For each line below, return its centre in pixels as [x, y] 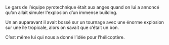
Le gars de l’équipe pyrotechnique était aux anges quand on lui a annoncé [82, 7]
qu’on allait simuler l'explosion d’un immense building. [61, 12]
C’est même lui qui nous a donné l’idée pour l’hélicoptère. [65, 37]
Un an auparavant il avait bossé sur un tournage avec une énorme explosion [85, 22]
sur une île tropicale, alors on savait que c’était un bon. [62, 27]
